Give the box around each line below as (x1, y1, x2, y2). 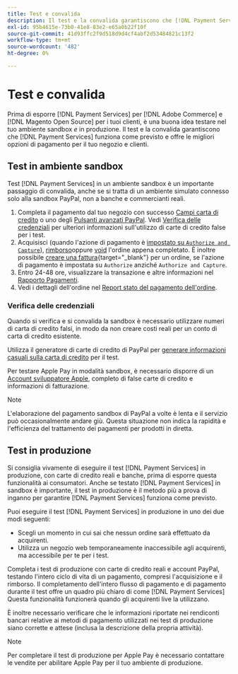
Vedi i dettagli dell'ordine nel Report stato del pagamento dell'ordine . (17, 283, 218, 291)
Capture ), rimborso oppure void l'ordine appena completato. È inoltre (17, 245, 216, 254)
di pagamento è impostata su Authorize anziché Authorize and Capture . (17, 260, 227, 269)
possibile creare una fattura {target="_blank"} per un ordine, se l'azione (17, 252, 225, 262)
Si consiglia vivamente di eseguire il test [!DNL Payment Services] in (7, 463, 206, 472)
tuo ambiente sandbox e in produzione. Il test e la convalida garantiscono (7, 124, 220, 133)
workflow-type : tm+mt (7, 37, 71, 44)
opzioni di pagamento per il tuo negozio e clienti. (7, 139, 150, 149)
